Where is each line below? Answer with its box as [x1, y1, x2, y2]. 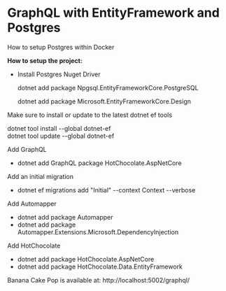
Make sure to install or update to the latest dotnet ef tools [7, 111, 173, 119]
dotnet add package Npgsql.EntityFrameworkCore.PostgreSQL [17, 83, 199, 92]
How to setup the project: [7, 56, 83, 64]
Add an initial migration [7, 172, 74, 180]
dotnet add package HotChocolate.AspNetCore [17, 255, 155, 263]
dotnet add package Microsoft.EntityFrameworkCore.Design [17, 97, 191, 106]
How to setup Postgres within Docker [7, 43, 115, 51]
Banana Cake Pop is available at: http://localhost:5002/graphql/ [7, 276, 190, 284]
